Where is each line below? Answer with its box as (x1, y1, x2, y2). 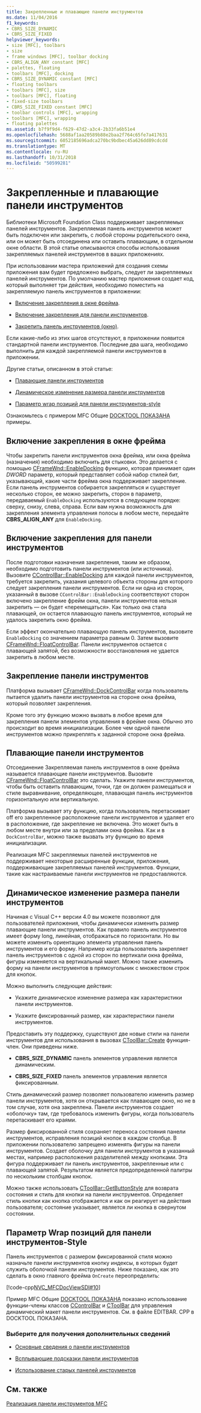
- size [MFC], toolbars (6, 43, 66, 49)
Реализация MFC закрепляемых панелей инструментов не (6, 851, 157, 859)
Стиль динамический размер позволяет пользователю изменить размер (6, 1091, 194, 1098)
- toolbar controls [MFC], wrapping (6, 110, 98, 116)
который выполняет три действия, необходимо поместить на (6, 281, 164, 289)
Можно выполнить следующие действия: (6, 983, 113, 990)
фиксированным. (14, 1079, 59, 1087)
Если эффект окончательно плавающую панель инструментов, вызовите (6, 627, 193, 635)
